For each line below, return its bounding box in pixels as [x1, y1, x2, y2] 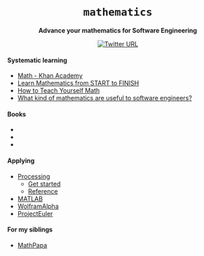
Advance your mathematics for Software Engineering [38, 26, 198, 34]
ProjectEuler [17, 209, 53, 217]
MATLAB [17, 194, 43, 203]
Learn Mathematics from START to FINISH [17, 79, 140, 88]
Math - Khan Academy [17, 72, 83, 80]
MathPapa [17, 241, 48, 249]
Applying [7, 156, 35, 165]
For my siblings [7, 225, 53, 234]
